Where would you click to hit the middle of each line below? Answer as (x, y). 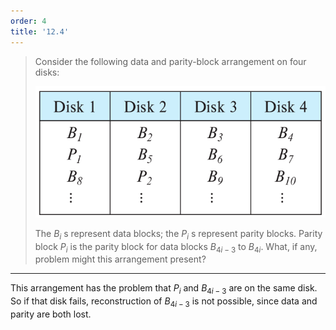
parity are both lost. (51, 314)
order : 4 (28, 21)
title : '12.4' (40, 31)
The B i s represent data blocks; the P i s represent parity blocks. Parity (178, 234)
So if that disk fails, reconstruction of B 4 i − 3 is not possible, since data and (164, 302)
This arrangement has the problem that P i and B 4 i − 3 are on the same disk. (164, 289)
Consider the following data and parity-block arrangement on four (170, 61)
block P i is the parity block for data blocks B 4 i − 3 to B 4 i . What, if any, (176, 247)
